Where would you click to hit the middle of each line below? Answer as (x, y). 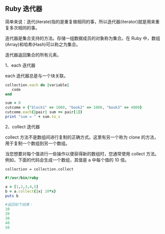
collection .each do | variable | (37, 85)
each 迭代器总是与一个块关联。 (37, 76)
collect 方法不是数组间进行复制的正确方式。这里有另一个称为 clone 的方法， (82, 137)
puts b (12, 196)
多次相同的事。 (24, 28)
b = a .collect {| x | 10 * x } (31, 191)
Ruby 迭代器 (24, 9)
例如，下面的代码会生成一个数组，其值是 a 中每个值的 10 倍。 (67, 160)
